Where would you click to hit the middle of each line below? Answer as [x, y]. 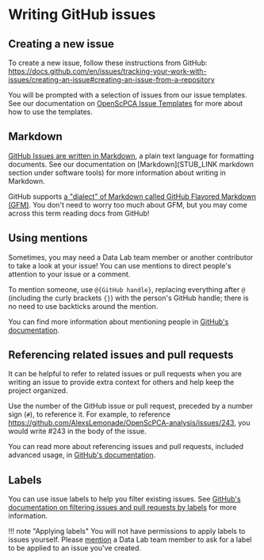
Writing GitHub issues [82, 15]
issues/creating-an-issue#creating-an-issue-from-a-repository [112, 80]
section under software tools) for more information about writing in [117, 173]
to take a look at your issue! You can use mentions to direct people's [120, 265]
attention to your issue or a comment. [69, 274]
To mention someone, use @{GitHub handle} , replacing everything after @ [127, 289]
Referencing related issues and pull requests [121, 355]
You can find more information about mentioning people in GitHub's [119, 322]
